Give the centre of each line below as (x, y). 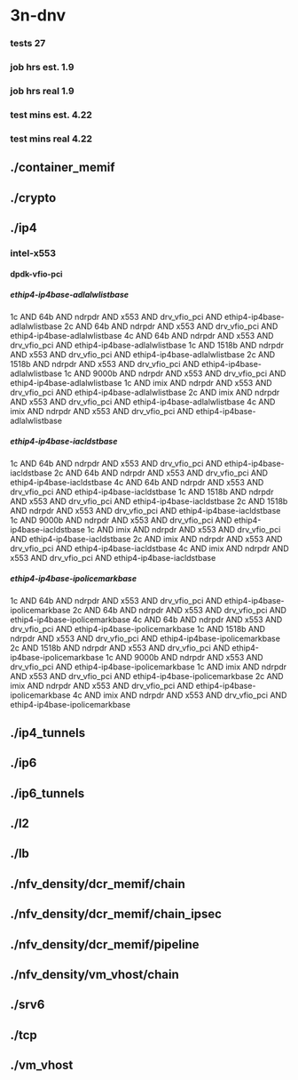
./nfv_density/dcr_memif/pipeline (105, 944)
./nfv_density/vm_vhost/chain (95, 974)
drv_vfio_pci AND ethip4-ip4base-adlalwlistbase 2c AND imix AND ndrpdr (145, 393)
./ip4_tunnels (48, 733)
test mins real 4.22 (51, 139)
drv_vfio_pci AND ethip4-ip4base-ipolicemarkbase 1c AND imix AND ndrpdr (149, 667)
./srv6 (27, 1005)
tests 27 (28, 44)
